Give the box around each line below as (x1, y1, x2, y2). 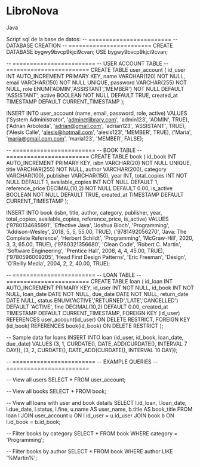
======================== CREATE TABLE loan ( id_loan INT (6, 277, 173, 285)
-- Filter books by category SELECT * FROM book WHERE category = (6, 429, 178, 437)
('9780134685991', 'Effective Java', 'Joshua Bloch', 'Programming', (6, 221, 170, 228)
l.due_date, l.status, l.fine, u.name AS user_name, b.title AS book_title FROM (6, 405, 193, 413)
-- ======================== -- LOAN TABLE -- (6, 271, 141, 279)
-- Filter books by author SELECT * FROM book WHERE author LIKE (6, 447, 173, 455)
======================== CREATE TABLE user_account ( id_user (6, 66, 186, 73)
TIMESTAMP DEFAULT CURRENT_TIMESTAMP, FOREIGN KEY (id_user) (6, 309, 180, 316)
